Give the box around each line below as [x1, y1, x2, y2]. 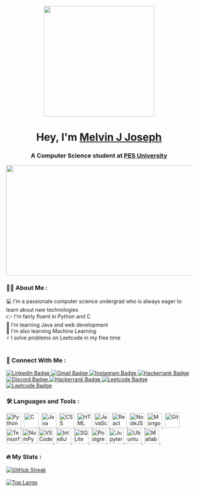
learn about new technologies [6, 306, 78, 313]
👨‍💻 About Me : [6, 284, 48, 292]
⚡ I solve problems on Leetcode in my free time [6, 334, 121, 341]
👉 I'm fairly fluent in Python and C [6, 312, 91, 320]
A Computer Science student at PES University [31, 151, 167, 160]
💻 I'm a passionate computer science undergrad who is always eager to [6, 298, 182, 305]
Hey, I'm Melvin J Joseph [36, 131, 162, 144]
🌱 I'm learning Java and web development [6, 321, 108, 328]
